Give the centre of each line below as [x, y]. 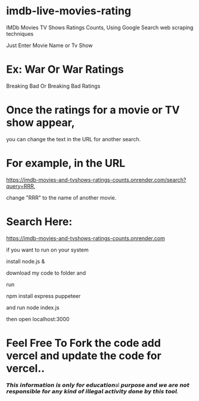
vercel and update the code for [84, 355]
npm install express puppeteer [43, 296]
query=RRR [20, 186]
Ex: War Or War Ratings [65, 69]
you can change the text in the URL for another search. [74, 139]
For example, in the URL [66, 163]
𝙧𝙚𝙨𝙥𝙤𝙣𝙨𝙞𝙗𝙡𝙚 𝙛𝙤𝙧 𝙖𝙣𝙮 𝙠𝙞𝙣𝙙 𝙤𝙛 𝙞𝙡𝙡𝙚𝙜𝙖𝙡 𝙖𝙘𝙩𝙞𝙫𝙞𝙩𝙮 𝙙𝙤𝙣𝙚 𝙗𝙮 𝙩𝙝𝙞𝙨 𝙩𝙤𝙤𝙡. [92, 391]
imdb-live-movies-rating [69, 11]
